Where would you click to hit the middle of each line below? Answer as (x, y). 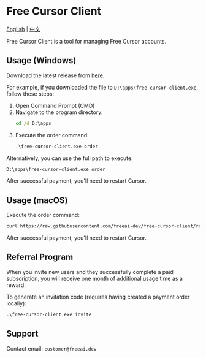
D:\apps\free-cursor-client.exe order (56, 169)
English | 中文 (24, 29)
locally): (16, 303)
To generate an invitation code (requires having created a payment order (98, 297)
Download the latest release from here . (55, 75)
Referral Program (40, 257)
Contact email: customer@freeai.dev (51, 348)
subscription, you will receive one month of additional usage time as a (94, 278)
